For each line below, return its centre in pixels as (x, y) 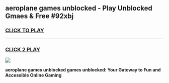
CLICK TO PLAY (25, 31)
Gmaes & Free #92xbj (39, 16)
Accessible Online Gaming (33, 75)
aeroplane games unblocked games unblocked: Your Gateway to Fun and (83, 69)
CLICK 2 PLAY (23, 49)
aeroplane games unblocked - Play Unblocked (79, 8)
